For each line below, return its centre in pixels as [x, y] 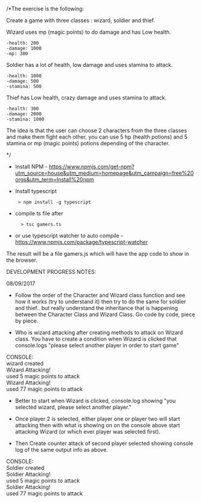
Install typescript [36, 191]
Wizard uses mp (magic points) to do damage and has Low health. [89, 32]
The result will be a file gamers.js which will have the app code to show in [97, 254]
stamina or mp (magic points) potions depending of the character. [88, 143]
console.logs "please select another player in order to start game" [97, 345]
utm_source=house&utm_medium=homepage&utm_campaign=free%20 [104, 173]
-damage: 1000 [24, 48]
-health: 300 [23, 109]
